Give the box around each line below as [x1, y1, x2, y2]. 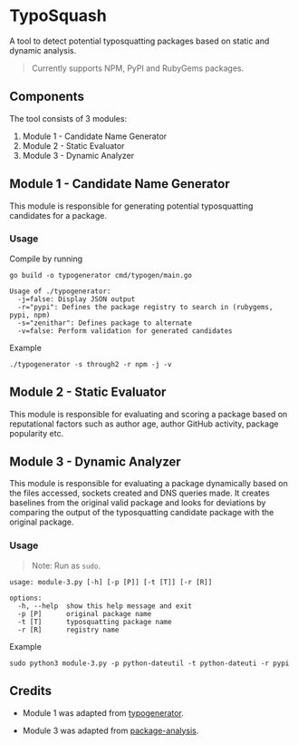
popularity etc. [9, 427, 64, 438]
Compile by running [9, 253, 83, 264]
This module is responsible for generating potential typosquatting [9, 201, 254, 211]
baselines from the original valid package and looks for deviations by [9, 497, 266, 508]
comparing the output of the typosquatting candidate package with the [9, 507, 274, 518]
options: [9, 593, 43, 603]
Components [9, 89, 84, 104]
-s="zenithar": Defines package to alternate [17, 319, 193, 328]
